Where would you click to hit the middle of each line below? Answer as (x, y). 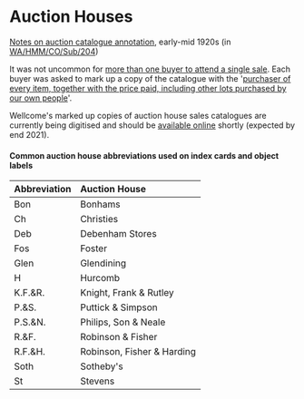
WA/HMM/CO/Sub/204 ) (54, 51)
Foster (93, 248)
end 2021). (29, 134)
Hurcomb (100, 278)
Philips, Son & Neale (123, 322)
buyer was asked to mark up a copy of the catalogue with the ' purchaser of (150, 78)
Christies (99, 219)
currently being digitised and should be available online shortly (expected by (152, 125)
